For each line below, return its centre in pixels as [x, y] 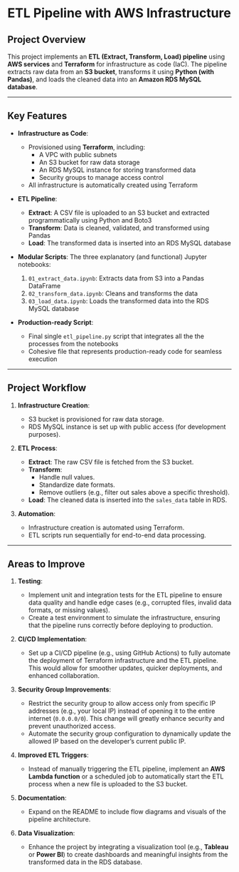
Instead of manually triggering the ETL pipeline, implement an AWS [127, 769]
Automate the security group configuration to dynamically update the [129, 734]
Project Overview [47, 40]
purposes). [44, 434]
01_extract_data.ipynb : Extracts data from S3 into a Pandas [116, 278]
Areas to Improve [46, 564]
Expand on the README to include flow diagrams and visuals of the [127, 812]
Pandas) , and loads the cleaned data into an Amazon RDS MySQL [105, 79]
